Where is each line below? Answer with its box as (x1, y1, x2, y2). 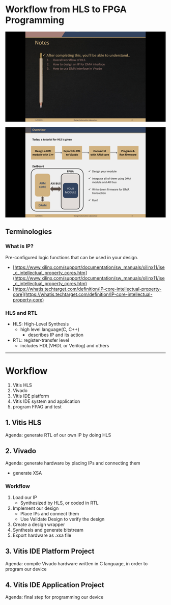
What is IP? (5, 243, 34, 250)
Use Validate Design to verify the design (20, 516, 105, 522)
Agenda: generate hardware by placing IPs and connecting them (5, 460, 141, 466)
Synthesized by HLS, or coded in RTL (20, 500, 99, 506)
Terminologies (5, 228, 52, 236)
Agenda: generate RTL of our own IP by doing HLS (5, 432, 111, 438)
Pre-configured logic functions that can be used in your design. (5, 254, 138, 260)
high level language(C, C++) (20, 326, 80, 332)
